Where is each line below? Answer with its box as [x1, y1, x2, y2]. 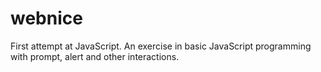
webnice [10, 7, 83, 30]
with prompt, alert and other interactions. [10, 50, 180, 62]
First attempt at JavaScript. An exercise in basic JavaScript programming [10, 40, 312, 52]
